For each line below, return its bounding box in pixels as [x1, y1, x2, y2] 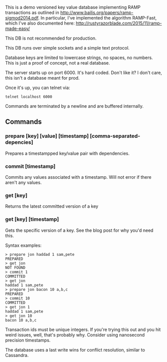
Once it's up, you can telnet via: [5, 85, 70, 91]
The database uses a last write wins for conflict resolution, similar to [5, 346, 146, 352]
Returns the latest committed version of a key [5, 203, 99, 209]
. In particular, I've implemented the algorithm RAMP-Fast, [38, 15, 157, 21]
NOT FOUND [5, 265, 26, 270]
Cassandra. [5, 352, 29, 358]
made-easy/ [5, 26, 30, 32]
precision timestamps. [5, 337, 51, 343]
